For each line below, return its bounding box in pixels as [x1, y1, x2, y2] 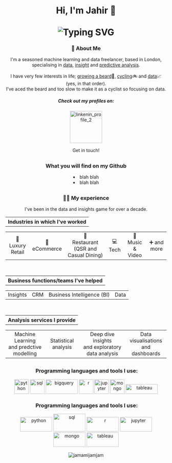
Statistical [50, 337, 74, 344]
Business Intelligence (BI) [48, 291, 110, 298]
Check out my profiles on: [58, 98, 114, 104]
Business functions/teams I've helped [8, 277, 103, 284]
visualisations [130, 337, 163, 344]
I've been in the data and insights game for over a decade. [25, 206, 147, 212]
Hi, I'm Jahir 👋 [56, 5, 116, 16]
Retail [11, 248, 25, 255]
